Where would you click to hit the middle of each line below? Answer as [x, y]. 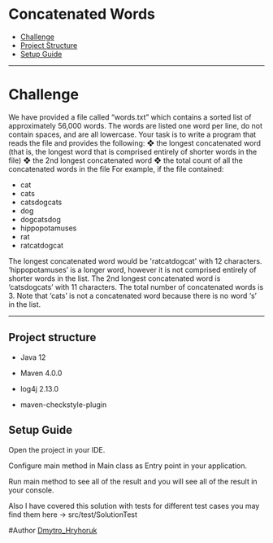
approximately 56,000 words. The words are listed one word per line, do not [135, 125]
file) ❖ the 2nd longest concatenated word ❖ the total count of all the [126, 160]
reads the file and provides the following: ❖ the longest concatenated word [135, 142]
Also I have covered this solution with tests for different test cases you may [134, 506]
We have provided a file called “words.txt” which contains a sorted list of [130, 117]
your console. [31, 490]
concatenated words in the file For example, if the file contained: [116, 169]
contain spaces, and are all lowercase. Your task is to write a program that [132, 134]
